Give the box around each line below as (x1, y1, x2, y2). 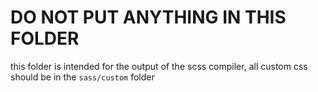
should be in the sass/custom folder (10, 71, 155, 83)
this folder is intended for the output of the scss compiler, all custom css (10, 60, 308, 72)
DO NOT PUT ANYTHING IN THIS (10, 6, 287, 29)
